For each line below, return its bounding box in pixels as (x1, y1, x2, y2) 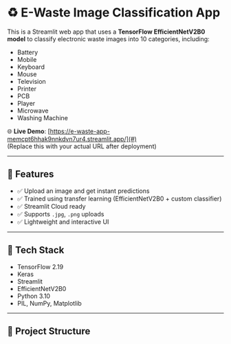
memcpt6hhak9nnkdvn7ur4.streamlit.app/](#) (7, 135, 137, 143)
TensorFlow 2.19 (16, 262, 64, 271)
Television (16, 77, 46, 85)
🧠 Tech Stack (7, 244, 65, 256)
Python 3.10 (16, 292, 50, 300)
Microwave (16, 106, 49, 115)
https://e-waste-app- (49, 127, 110, 135)
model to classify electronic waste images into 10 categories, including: (7, 34, 210, 43)
